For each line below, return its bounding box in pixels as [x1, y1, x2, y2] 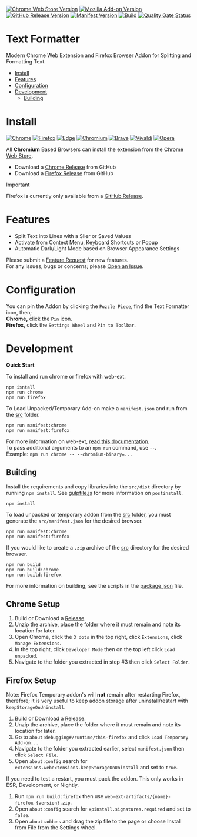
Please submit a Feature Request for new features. [6, 256, 129, 263]
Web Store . [6, 152, 34, 159]
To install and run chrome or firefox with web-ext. [6, 373, 126, 380]
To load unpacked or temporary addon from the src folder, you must [6, 511, 171, 518]
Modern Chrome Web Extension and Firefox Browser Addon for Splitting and [6, 52, 191, 59]
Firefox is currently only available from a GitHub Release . [6, 192, 144, 199]
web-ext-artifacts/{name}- [105, 794, 171, 800]
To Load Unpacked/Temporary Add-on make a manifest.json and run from [6, 404, 188, 411]
